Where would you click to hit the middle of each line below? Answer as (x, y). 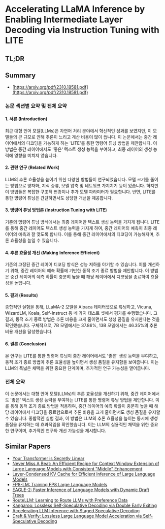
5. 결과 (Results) (22, 295)
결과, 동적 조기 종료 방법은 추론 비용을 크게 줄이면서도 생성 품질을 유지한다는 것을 (82, 319)
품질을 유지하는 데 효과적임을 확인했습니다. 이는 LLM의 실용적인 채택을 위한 (77, 424)
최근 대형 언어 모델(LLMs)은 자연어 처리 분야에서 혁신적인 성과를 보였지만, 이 (78, 131)
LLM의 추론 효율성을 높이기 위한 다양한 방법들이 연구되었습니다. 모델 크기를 (77, 179)
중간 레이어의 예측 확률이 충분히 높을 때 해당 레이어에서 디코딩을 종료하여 (80, 277)
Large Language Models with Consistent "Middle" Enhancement (77, 468)
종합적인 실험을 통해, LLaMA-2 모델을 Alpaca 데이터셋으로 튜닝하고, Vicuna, (79, 307)
